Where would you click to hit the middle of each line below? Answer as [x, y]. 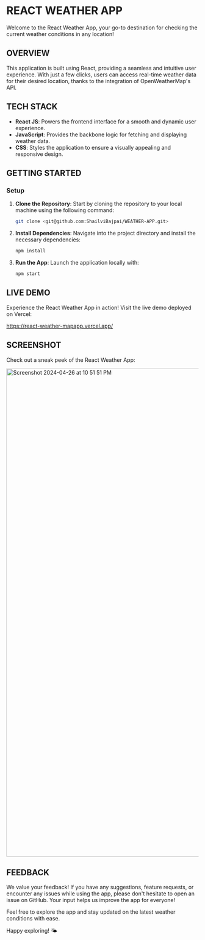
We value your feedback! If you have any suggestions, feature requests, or [100, 887]
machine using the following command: [65, 210]
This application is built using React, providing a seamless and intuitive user [101, 68]
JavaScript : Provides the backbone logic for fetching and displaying [101, 134]
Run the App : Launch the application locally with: [77, 263]
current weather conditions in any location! [60, 34]
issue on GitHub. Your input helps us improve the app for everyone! [91, 900]
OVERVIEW [28, 53]
